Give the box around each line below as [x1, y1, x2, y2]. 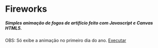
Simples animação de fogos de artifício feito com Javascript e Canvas [5, 20, 153, 25]
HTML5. [5, 25, 22, 31]
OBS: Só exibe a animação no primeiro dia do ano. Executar [5, 38, 126, 44]
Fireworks [5, 3, 47, 15]
